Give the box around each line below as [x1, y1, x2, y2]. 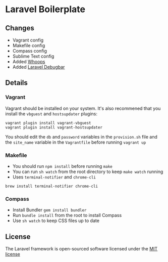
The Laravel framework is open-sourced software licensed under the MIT [5, 246, 158, 252]
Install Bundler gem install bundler [12, 207, 87, 213]
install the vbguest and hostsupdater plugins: [5, 110, 97, 117]
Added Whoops [12, 59, 45, 64]
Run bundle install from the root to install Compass [12, 212, 122, 219]
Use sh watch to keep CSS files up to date [12, 217, 100, 224]
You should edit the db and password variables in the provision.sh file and [5, 134, 157, 140]
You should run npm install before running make [12, 163, 113, 169]
